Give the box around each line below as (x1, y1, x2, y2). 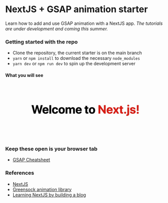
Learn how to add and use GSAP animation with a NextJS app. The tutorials (5, 20, 163, 26)
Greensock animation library (12, 186, 72, 192)
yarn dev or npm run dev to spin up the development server (12, 61, 136, 67)
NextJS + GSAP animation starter (5, 4, 148, 15)
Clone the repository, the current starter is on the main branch (12, 50, 142, 56)
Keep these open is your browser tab (5, 145, 98, 152)
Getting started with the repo (5, 38, 78, 45)
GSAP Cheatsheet (12, 157, 51, 163)
